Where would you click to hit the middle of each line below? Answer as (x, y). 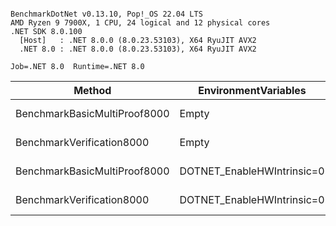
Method (92, 90)
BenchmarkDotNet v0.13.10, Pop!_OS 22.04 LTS (106, 14)
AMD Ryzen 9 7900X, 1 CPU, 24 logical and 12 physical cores (140, 23)
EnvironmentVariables (252, 90)
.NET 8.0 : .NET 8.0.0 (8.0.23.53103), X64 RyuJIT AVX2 (138, 49)
